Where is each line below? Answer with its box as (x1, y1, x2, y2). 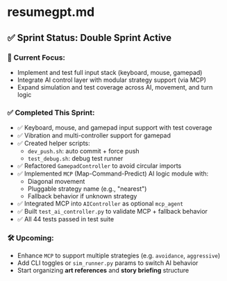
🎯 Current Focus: (7, 53, 66, 62)
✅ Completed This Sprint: (7, 108, 95, 117)
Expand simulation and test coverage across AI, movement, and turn (17, 83, 213, 91)
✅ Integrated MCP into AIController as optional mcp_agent (17, 199, 184, 208)
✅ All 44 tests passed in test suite (17, 215, 115, 223)
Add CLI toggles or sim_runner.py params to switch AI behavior (17, 259, 199, 267)
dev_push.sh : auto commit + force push (27, 147, 140, 155)
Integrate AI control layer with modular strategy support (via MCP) (17, 76, 207, 84)
